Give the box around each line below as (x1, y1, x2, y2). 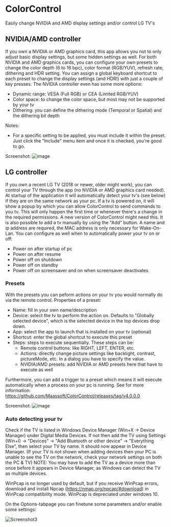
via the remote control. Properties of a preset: (5, 297, 101, 303)
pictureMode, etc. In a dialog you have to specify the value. (20, 355, 145, 362)
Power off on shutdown (12, 256, 62, 262)
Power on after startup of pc (12, 246, 72, 252)
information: (5, 387, 31, 393)
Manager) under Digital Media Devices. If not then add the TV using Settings (5, 433, 166, 439)
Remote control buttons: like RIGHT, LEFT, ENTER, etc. (20, 345, 135, 351)
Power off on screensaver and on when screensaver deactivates (12, 267, 149, 273)
